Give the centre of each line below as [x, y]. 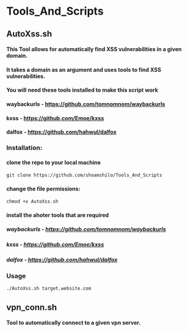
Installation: [24, 148]
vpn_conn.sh [32, 307]
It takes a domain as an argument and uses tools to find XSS [84, 70]
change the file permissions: [43, 189]
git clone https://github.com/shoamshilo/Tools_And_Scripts [85, 175]
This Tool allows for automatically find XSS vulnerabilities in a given [94, 49]
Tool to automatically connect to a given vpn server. [74, 323]
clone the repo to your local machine [54, 162]
